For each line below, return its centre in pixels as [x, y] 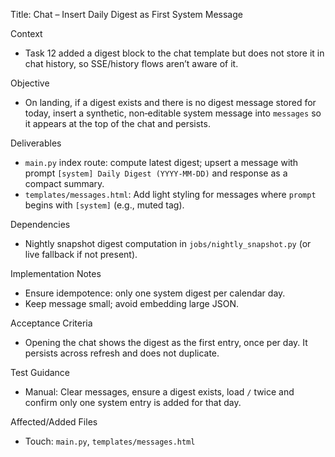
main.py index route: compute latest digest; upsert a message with [161, 162]
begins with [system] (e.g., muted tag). [104, 205]
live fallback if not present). [81, 254]
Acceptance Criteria [51, 323]
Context [26, 33]
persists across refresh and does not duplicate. [122, 353]
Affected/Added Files [54, 422]
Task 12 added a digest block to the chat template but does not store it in [174, 53]
